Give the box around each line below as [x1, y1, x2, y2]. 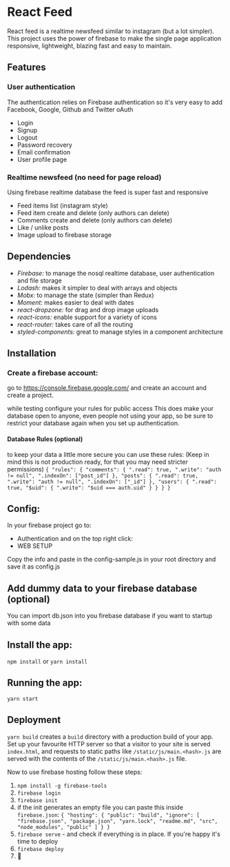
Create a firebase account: [7, 368, 98, 378]
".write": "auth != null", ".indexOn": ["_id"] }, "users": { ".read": [7, 478, 217, 485]
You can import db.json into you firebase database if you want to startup [7, 611, 213, 620]
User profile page [17, 155, 67, 163]
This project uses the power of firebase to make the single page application [7, 34, 222, 42]
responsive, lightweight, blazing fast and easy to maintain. [7, 41, 172, 50]
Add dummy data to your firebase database [7, 582, 198, 594]
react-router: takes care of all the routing [17, 320, 133, 328]
